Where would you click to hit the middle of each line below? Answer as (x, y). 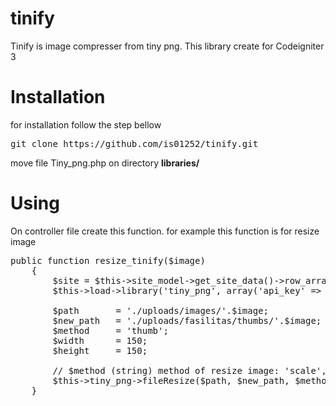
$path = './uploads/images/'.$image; (161, 310)
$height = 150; (100, 350)
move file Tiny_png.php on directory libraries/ (105, 163)
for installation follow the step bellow (86, 124)
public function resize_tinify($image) (108, 260)
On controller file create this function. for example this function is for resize (165, 231)
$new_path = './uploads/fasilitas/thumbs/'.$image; (187, 320)
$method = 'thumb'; (110, 330)
